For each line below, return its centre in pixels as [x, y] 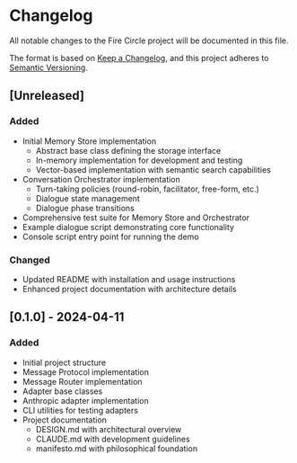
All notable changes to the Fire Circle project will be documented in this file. [149, 40]
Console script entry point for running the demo [110, 236]
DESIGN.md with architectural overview [109, 429]
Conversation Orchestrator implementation [101, 179]
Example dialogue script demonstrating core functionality [128, 227]
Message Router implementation [82, 381]
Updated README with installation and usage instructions [129, 279]
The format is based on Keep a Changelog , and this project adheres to [139, 58]
